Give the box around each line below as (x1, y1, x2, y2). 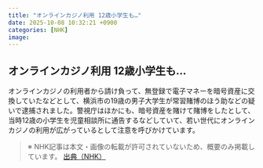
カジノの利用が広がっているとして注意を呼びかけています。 (8, 126, 200, 135)
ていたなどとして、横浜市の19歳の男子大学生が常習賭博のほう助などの (21, 96, 249, 105)
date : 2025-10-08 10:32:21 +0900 (8, 19, 118, 27)
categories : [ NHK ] (8, 26, 68, 34)
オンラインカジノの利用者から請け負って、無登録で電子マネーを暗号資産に (8, 87, 249, 96)
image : (8, 33, 30, 41)
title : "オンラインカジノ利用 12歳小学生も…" (8, 11, 142, 20)
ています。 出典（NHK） (27, 152, 106, 161)
